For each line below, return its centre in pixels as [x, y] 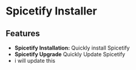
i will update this [35, 61]
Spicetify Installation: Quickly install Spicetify [72, 48]
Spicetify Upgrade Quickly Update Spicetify [70, 54]
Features [23, 33]
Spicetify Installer [52, 11]
